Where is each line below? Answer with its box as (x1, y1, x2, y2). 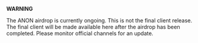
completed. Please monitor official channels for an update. (6, 30, 154, 37)
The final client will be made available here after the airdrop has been (6, 24, 180, 30)
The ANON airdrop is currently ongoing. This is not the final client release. (6, 17, 193, 24)
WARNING (6, 5, 33, 12)
